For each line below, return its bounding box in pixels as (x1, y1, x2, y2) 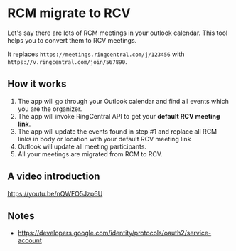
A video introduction (7, 171, 100, 183)
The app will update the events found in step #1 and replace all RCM (17, 127, 218, 136)
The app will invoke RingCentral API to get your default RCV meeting (17, 112, 220, 120)
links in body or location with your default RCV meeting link (17, 134, 191, 143)
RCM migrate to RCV (7, 5, 132, 21)
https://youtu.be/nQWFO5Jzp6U (7, 189, 103, 198)
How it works (7, 78, 67, 90)
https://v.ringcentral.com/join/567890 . (7, 57, 127, 65)
